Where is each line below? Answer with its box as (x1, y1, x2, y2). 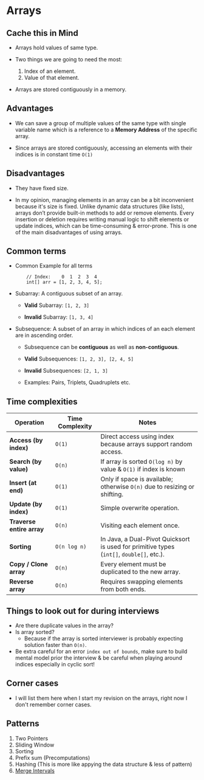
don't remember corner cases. (15, 700, 92, 708)
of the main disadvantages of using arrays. (15, 229, 123, 236)
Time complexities (6, 396, 78, 407)
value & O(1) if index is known (100, 465, 185, 474)
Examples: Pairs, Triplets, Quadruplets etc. (24, 379, 131, 386)
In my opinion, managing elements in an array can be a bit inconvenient (15, 196, 194, 204)
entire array (9, 525, 44, 534)
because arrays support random (100, 440, 192, 449)
